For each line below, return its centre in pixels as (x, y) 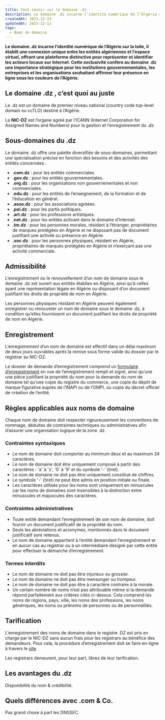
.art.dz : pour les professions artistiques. (54, 214)
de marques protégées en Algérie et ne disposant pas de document (81, 230)
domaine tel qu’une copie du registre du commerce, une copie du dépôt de (81, 382)
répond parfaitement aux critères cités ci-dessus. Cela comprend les (82, 595)
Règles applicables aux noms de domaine (70, 408)
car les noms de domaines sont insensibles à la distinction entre (77, 491)
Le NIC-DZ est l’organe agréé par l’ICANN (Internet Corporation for (73, 120)
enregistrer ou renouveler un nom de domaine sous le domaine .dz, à (75, 309)
